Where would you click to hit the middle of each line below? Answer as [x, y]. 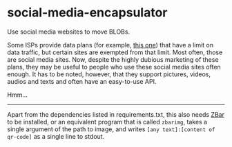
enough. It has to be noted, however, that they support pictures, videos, [109, 74]
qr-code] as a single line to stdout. [56, 136]
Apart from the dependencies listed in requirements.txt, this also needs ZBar [116, 114]
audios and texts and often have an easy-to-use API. [82, 81]
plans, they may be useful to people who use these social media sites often [114, 67]
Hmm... [18, 95]
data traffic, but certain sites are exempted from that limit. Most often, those [115, 52]
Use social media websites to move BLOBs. [68, 32]
